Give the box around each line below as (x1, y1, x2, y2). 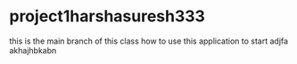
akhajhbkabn (9, 44, 57, 55)
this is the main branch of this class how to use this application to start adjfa (9, 36, 288, 46)
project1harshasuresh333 (9, 6, 205, 27)
